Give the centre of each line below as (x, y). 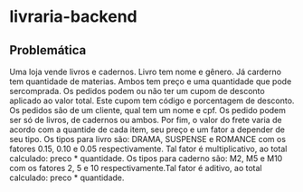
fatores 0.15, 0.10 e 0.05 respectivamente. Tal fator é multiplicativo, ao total (148, 149)
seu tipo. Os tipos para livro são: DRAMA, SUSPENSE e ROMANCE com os (148, 139)
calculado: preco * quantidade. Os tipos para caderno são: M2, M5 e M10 (146, 158)
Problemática (48, 50)
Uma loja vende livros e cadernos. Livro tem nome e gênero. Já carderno (146, 72)
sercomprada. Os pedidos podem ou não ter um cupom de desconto (137, 91)
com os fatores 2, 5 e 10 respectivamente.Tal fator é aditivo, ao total (136, 168)
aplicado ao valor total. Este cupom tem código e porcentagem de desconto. (152, 101)
